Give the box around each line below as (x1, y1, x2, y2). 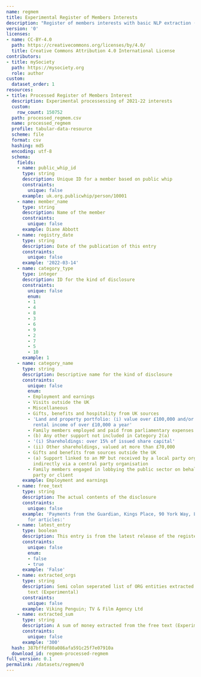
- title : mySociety (6, 59, 55, 65)
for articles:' (28, 517, 66, 523)
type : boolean (22, 528, 58, 534)
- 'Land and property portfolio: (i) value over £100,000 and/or (28, 416, 194, 422)
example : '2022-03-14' (22, 260, 79, 266)
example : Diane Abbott (22, 226, 79, 232)
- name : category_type (17, 265, 74, 272)
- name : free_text (17, 483, 63, 489)
